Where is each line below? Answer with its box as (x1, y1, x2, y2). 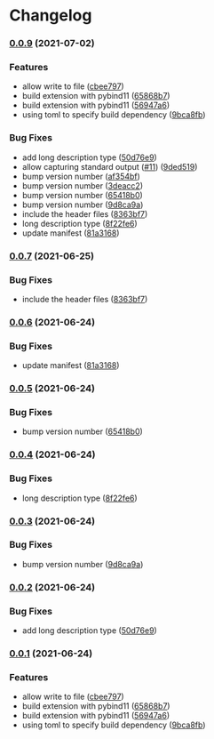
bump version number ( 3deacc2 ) (21, 180, 144, 191)
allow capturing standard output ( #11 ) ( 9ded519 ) (21, 161, 198, 172)
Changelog (9, 5, 92, 26)
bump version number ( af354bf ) (21, 171, 140, 181)
